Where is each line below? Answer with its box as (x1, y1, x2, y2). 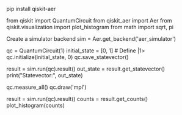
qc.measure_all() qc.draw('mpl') (6, 83, 87, 91)
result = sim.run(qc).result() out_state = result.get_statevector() (6, 65, 166, 72)
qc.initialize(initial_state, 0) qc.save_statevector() (6, 54, 129, 60)
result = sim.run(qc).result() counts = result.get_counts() (6, 96, 148, 102)
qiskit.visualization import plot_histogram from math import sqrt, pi (6, 24, 174, 30)
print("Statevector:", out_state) (6, 72, 84, 78)
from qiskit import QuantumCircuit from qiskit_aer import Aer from (6, 17, 172, 24)
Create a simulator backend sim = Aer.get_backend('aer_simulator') (6, 35, 176, 42)
